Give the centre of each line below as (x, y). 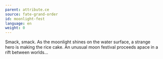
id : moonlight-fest (25, 19)
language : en (18, 23)
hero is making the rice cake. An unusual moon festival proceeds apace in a (82, 47)
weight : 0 (15, 28)
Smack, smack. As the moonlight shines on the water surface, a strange (78, 42)
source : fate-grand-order (31, 14)
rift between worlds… (27, 53)
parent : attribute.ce (27, 10)
